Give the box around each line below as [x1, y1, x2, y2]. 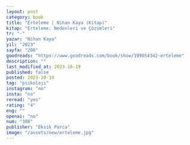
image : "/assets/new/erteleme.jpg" [6, 130, 94, 136]
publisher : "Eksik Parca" [6, 124, 70, 130]
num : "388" [6, 119, 33, 125]
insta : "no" [6, 91, 36, 97]
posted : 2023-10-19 [6, 75, 55, 80]
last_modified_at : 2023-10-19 [6, 63, 81, 70]
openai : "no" [6, 113, 39, 119]
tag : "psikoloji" [6, 80, 49, 86]
